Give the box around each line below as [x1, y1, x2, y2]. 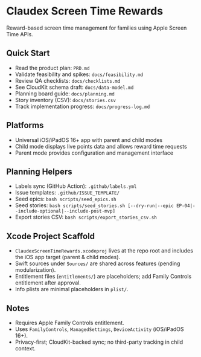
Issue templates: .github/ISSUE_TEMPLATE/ [14, 189, 120, 196]
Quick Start [6, 48, 50, 59]
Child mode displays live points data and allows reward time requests [14, 143, 187, 150]
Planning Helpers [6, 166, 72, 176]
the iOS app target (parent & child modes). [14, 254, 121, 261]
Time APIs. [6, 30, 33, 37]
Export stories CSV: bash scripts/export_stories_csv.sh [14, 213, 157, 221]
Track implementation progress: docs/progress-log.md [14, 103, 150, 110]
